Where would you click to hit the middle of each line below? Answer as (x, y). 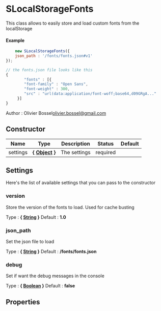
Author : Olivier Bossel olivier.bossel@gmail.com (56, 113)
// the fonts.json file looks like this (49, 70)
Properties (23, 302)
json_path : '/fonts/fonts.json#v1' (54, 56)
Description (76, 143)
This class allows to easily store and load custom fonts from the (73, 23)
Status (106, 143)
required (106, 152)
